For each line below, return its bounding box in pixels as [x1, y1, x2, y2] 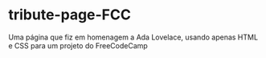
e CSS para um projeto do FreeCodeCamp [8, 40, 149, 50]
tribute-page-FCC [8, 6, 131, 24]
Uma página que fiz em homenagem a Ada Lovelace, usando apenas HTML [8, 32, 259, 42]
